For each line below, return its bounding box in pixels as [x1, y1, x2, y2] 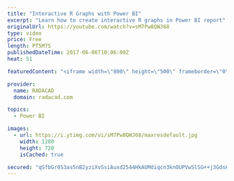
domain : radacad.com [13, 93, 73, 101]
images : [7, 125, 30, 132]
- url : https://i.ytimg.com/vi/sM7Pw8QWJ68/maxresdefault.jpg [13, 132, 198, 139]
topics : [7, 106, 30, 113]
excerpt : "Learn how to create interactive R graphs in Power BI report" [7, 17, 226, 24]
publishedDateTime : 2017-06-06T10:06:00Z [7, 49, 130, 56]
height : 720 [19, 144, 54, 152]
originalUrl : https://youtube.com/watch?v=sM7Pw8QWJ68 [7, 23, 170, 30]
